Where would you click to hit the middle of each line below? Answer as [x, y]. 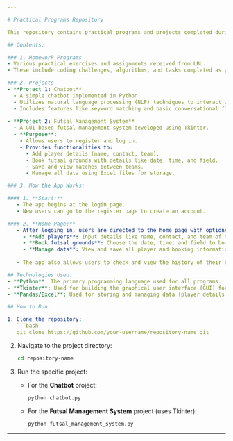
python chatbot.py [54, 398]
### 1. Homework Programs [44, 57]
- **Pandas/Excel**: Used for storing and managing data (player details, [118, 294]
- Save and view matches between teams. [85, 167]
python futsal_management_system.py [80, 424]
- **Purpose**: [35, 135]
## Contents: [26, 45]
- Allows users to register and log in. [79, 141]
